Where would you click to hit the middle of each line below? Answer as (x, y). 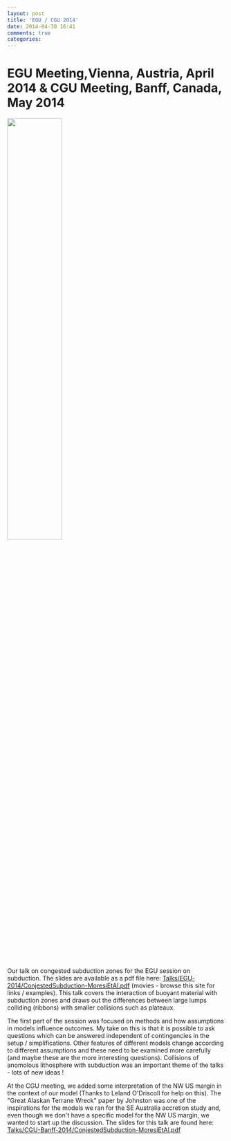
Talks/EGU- (179, 978)
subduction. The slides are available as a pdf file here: (84, 978)
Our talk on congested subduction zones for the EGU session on (99, 971)
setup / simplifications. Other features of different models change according (115, 1043)
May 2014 (36, 103)
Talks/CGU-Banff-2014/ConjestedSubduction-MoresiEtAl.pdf (94, 1130)
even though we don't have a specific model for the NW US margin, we (108, 1115)
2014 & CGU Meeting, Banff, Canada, (114, 88)
